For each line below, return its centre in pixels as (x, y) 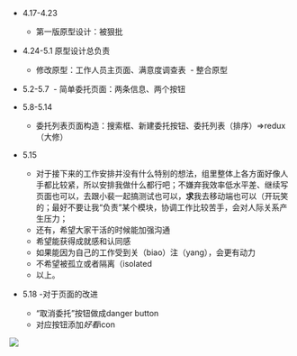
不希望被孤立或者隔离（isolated (94, 264)
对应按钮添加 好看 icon (75, 324)
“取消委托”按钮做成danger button (97, 313)
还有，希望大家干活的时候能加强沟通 (103, 230)
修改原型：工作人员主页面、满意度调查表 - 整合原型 (131, 70)
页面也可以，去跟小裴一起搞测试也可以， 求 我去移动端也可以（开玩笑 (162, 196)
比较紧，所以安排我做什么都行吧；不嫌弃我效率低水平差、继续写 (170, 185)
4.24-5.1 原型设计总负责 (66, 50)
